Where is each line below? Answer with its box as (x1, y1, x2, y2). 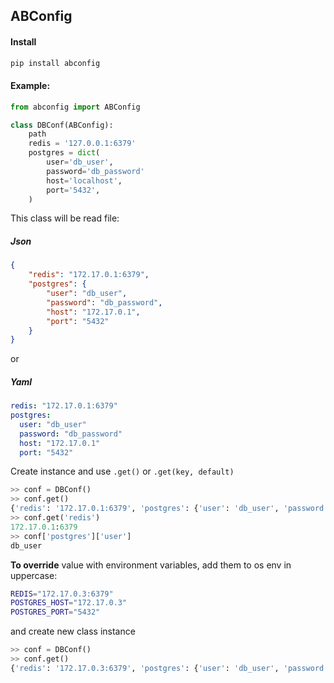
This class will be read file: (10, 212, 120, 224)
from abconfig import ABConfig (10, 102, 141, 112)
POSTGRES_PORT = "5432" (10, 607, 101, 618)
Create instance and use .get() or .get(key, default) (10, 465, 235, 478)
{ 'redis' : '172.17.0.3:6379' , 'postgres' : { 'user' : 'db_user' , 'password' (10, 663, 329, 673)
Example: (10, 80, 51, 92)
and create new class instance (10, 625, 136, 638)
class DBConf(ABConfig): (10, 120, 114, 130)
